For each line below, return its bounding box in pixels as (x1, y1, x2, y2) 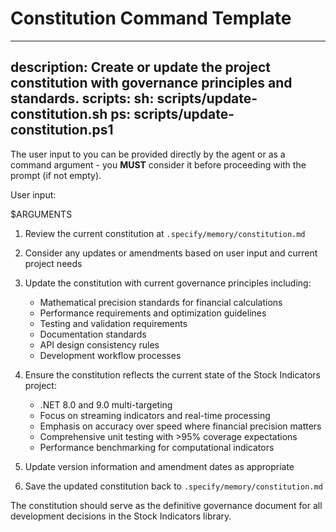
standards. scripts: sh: (10, 90, 155, 107)
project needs (24, 257, 83, 269)
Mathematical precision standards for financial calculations (39, 296, 283, 308)
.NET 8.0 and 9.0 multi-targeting (39, 398, 173, 411)
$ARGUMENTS (10, 208, 73, 220)
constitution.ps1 (10, 122, 114, 139)
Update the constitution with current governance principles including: (24, 277, 312, 289)
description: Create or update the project (10, 59, 272, 76)
